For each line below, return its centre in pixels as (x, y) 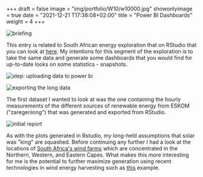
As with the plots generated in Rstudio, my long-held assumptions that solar (101, 136)
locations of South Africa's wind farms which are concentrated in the (92, 148)
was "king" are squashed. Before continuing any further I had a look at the (99, 142)
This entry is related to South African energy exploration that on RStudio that (101, 45)
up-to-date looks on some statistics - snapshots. (67, 64)
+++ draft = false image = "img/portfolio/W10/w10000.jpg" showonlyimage (99, 9)
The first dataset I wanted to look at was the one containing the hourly (94, 99)
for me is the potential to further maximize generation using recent (89, 161)
